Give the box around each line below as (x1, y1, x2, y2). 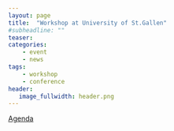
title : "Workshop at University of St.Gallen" (8, 19, 168, 27)
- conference (22, 77, 65, 85)
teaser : (8, 33, 34, 42)
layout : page (8, 11, 51, 20)
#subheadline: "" (8, 26, 65, 34)
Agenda (8, 114, 34, 123)
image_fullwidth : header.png (18, 92, 114, 100)
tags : (8, 63, 26, 71)
